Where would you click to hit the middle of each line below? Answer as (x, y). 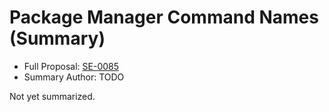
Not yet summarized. (52, 96)
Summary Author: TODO (74, 77)
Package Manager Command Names (164, 17)
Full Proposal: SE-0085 (71, 66)
